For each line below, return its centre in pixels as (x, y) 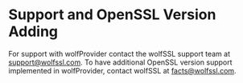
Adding (33, 32)
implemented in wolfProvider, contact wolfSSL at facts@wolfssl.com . (122, 70)
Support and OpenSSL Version (112, 15)
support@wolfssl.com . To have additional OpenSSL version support (120, 62)
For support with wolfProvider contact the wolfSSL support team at (119, 53)
